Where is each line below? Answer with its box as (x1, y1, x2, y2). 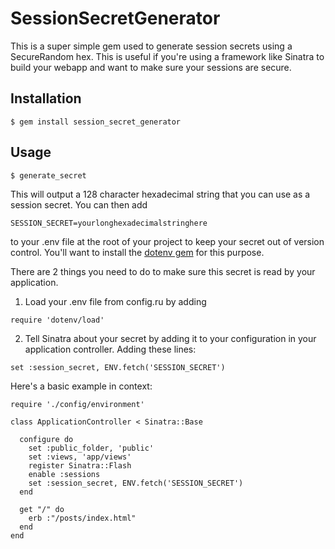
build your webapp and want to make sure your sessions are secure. (10, 61, 292, 73)
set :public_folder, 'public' (28, 443, 155, 453)
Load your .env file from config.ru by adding (24, 295, 207, 307)
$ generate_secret (10, 170, 87, 181)
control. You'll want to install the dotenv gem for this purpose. (10, 246, 265, 258)
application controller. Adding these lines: (24, 343, 197, 355)
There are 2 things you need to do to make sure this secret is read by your (10, 265, 316, 277)
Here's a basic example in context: (10, 380, 153, 392)
